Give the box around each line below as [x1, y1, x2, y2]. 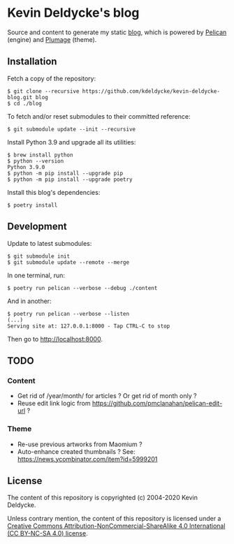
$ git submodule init [7, 253, 71, 260]
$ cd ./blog [7, 100, 42, 107]
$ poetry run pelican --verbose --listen [7, 310, 130, 317]
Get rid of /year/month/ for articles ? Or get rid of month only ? [17, 392, 197, 400]
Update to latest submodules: [7, 239, 92, 247]
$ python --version [7, 157, 64, 165]
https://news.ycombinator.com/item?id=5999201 [17, 455, 158, 463]
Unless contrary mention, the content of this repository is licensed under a [7, 515, 221, 523]
